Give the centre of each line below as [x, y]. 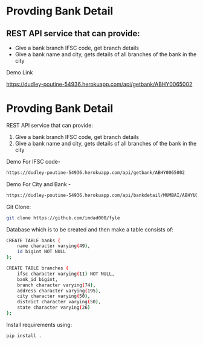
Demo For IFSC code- [33, 161]
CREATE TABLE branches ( [37, 268]
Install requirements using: [39, 324]
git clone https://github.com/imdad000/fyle [63, 218]
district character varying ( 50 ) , [59, 302]
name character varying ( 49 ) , [54, 246]
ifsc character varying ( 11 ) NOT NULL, [66, 274]
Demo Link [20, 73]
